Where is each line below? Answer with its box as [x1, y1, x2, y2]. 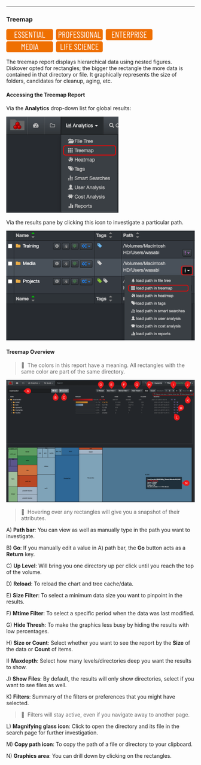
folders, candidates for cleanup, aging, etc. [6, 77, 112, 84]
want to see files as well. [6, 682, 67, 689]
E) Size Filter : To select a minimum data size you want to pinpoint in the [6, 592, 182, 599]
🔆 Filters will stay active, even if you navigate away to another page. [20, 711, 190, 718]
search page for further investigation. [6, 729, 99, 736]
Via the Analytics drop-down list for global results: [6, 104, 132, 111]
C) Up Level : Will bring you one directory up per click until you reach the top [6, 562, 194, 569]
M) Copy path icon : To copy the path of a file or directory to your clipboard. [6, 740, 193, 748]
